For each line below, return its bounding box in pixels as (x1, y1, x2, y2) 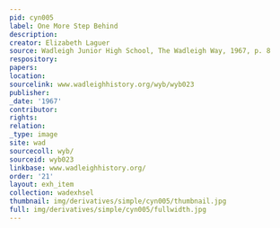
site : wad (9, 138, 47, 147)
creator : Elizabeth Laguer (9, 38, 110, 48)
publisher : (9, 88, 50, 97)
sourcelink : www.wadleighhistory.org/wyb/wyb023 (9, 80, 195, 89)
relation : (9, 122, 47, 131)
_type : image (9, 130, 58, 139)
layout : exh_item (9, 180, 74, 189)
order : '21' (9, 171, 54, 180)
